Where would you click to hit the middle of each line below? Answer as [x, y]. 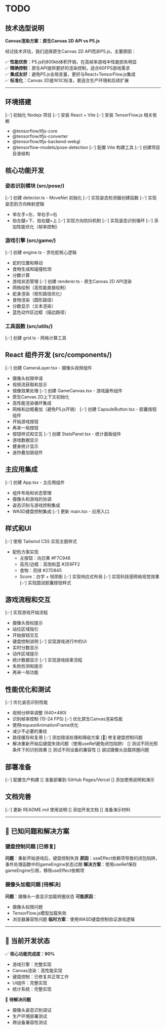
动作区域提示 [25, 654]
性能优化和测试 [28, 689]
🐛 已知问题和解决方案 [37, 831]
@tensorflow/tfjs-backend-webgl [46, 141]
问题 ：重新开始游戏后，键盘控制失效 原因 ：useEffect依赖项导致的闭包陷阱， [83, 858]
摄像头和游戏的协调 [32, 499]
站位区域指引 [25, 629]
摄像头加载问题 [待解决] [33, 885]
